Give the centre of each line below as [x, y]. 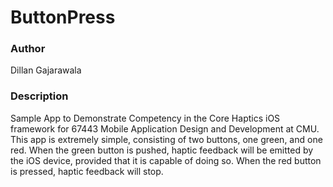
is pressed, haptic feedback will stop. [87, 171]
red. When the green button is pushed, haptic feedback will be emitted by [162, 150]
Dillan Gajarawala [46, 70]
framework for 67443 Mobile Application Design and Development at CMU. [165, 128]
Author [28, 49]
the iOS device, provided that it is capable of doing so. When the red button [166, 160]
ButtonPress [63, 17]
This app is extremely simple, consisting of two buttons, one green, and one [166, 139]
